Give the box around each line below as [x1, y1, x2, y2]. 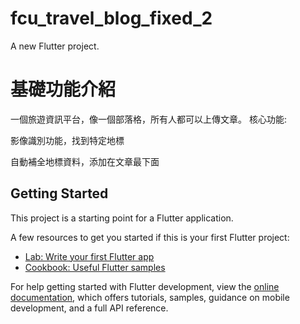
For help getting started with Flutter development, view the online [10, 280, 280, 292]
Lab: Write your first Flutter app [24, 250, 155, 262]
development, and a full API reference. [10, 302, 169, 314]
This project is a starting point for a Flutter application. [10, 212, 234, 224]
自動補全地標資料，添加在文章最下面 [10, 155, 160, 167]
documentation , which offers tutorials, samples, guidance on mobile [10, 291, 290, 303]
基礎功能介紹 [10, 78, 117, 101]
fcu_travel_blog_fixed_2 [10, 7, 213, 30]
